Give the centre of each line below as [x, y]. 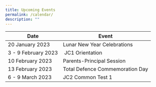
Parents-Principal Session [94, 61]
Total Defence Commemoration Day [105, 69]
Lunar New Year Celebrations [98, 45]
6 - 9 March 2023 [30, 77]
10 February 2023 [30, 61]
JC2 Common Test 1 [88, 77]
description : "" [22, 19]
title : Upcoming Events [30, 10]
